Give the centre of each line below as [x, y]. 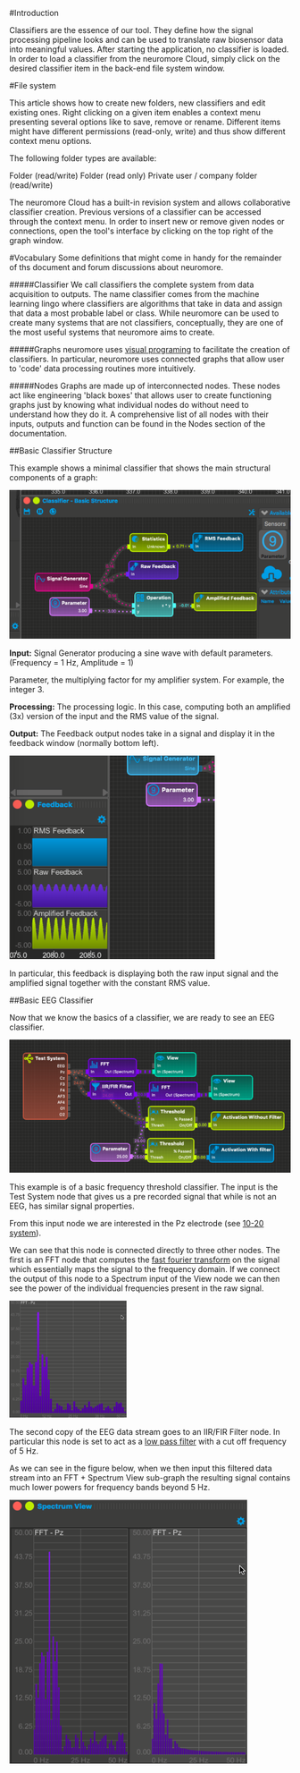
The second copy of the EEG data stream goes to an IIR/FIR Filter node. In [145, 1432]
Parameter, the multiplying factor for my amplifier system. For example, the [147, 680]
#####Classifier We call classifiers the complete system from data [132, 284]
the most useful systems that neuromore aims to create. [112, 332]
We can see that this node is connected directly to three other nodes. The [145, 1251]
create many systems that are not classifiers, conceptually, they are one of [146, 322]
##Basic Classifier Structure [61, 450]
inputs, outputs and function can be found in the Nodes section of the [137, 424]
